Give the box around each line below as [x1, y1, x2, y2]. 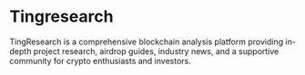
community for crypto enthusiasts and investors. [9, 55, 191, 66]
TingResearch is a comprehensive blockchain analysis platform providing [9, 36, 284, 47]
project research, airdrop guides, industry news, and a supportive [33, 45, 280, 56]
